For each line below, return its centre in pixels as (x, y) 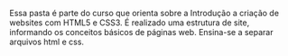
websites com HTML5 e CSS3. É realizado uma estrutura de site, (130, 23)
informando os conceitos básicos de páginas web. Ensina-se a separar (141, 32)
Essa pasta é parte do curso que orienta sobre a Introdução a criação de (144, 13)
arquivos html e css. (46, 42)
